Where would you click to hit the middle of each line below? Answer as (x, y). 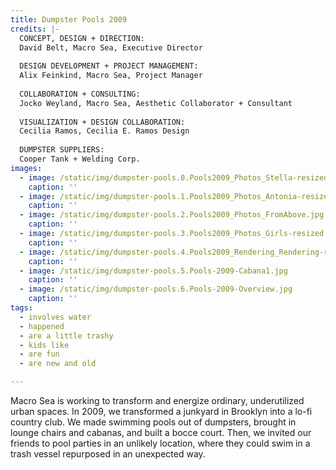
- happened (42, 326)
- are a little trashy (66, 336)
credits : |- (35, 29)
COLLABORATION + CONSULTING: (80, 94)
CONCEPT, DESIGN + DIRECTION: (82, 38)
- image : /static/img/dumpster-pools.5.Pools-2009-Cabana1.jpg (153, 271)
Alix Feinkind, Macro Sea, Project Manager (111, 76)
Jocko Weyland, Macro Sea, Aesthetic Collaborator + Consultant (156, 103)
